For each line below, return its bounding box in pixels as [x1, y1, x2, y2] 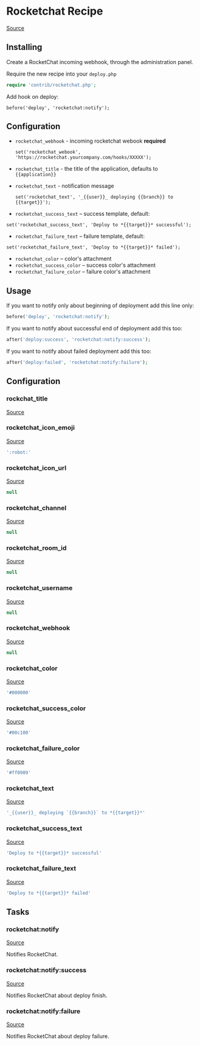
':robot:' [6, 449, 32, 455]
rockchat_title [6, 394, 48, 403]
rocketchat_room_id [6, 544, 67, 552]
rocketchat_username [6, 584, 73, 592]
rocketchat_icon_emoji [6, 424, 75, 432]
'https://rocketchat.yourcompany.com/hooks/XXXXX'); [15, 154, 152, 161]
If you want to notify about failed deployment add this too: [6, 347, 152, 355]
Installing [6, 42, 43, 52]
